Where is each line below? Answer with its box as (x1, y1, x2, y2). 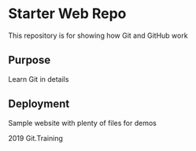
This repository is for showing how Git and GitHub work (8, 31, 188, 40)
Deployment (8, 98, 70, 111)
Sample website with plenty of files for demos (8, 118, 157, 127)
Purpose (8, 53, 51, 67)
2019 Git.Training (8, 133, 63, 142)
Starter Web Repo (8, 5, 127, 23)
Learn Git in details (8, 74, 69, 83)
